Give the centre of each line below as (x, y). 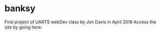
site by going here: (23, 27)
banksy (20, 9)
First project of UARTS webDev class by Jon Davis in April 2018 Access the (80, 22)
